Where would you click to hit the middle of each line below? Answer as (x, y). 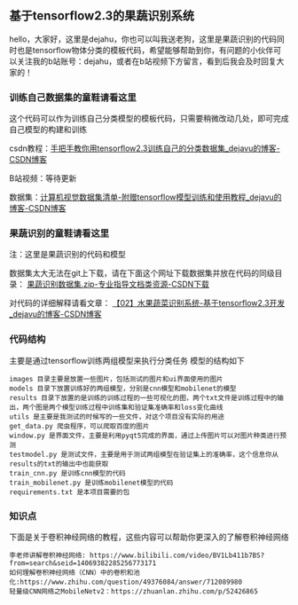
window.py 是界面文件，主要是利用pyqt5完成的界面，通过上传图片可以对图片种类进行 (145, 436)
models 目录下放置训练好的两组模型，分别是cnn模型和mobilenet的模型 (123, 389)
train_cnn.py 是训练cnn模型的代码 (67, 473)
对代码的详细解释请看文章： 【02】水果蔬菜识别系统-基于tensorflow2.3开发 (147, 303)
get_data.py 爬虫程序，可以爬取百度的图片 (79, 426)
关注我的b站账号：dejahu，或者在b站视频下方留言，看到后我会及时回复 (146, 61)
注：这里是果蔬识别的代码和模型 (67, 255)
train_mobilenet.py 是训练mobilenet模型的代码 (91, 483)
